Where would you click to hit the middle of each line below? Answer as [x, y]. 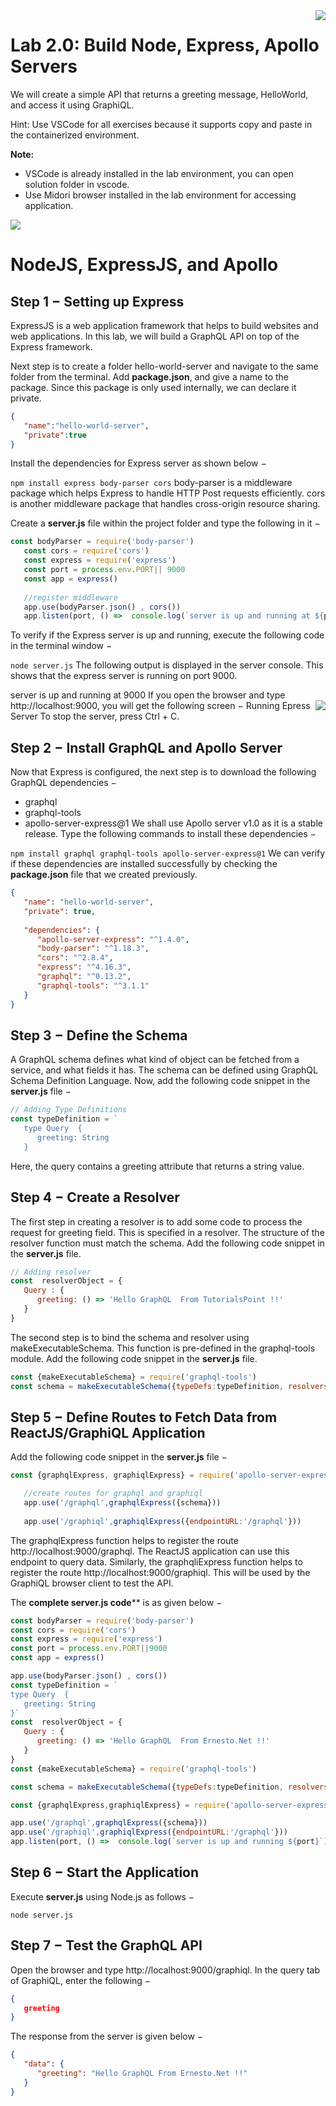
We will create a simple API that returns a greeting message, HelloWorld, [159, 94]
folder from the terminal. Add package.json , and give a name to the [150, 376]
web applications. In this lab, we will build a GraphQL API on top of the [155, 336]
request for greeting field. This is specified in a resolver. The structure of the [167, 1232]
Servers [44, 66]
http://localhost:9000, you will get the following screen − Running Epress [160, 706]
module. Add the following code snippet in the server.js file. [134, 1358]
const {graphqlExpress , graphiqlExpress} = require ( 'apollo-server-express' [171, 1805]
